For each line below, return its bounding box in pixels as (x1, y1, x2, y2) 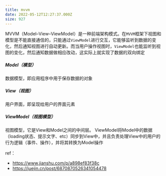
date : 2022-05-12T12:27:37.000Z (5, 12, 72, 17)
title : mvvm (5, 7, 30, 12)
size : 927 (5, 16, 26, 21)
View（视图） (5, 88, 34, 94)
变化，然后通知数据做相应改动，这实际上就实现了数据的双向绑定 (13, 49, 145, 55)
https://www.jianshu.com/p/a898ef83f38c (12, 160, 100, 166)
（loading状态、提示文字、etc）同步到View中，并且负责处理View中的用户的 (5, 133, 161, 140)
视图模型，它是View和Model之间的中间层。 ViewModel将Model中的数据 (5, 127, 153, 133)
